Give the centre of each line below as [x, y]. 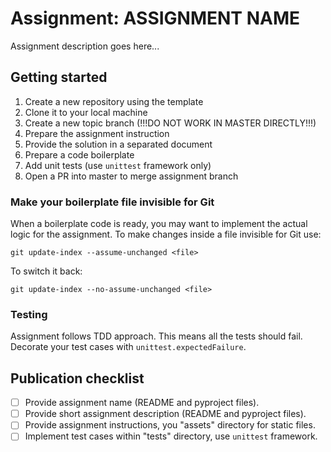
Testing [29, 314]
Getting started [59, 77]
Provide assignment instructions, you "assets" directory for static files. [170, 425]
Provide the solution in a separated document [118, 144]
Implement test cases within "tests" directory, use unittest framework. [171, 436]
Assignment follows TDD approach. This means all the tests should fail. [156, 336]
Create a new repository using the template [114, 101]
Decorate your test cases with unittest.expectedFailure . [128, 347]
